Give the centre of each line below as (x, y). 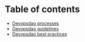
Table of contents (42, 9)
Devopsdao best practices (39, 34)
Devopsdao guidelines (35, 28)
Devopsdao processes (35, 23)
